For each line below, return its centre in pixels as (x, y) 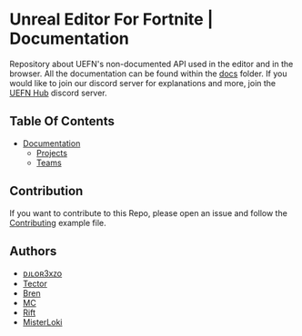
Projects (52, 153)
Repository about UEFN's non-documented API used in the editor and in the (151, 64)
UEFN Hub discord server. (58, 93)
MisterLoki (42, 322)
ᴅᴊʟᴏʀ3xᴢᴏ (42, 273)
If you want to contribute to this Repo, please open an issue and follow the (149, 212)
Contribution (46, 191)
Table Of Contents (62, 121)
